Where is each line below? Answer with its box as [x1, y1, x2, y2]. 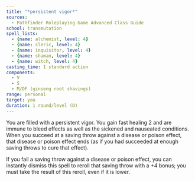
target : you [6, 97, 35, 103]
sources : [6, 14, 28, 20]
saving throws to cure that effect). [6, 144, 89, 151]
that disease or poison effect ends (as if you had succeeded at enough [6, 138, 179, 145]
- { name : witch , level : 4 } [11, 58, 78, 64]
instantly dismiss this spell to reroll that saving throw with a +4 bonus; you [6, 161, 186, 169]
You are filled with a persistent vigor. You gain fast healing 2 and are [6, 119, 172, 126]
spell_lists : [6, 31, 38, 37]
